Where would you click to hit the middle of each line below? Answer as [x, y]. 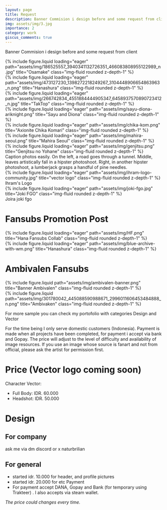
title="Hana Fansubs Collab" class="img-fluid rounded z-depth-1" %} [76, 238]
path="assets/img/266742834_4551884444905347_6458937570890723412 [83, 98]
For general [23, 464]
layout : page [19, 10]
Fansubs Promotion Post [57, 219]
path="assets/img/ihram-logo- [121, 172]
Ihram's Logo [19, 183]
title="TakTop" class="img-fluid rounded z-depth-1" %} [78, 104]
